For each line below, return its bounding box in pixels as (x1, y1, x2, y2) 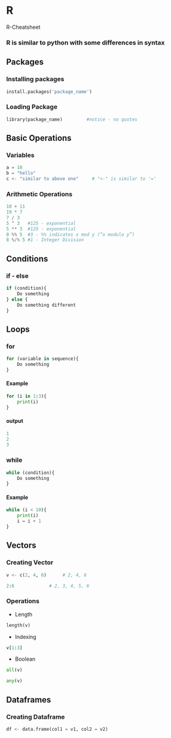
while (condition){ (6, 469, 55, 476)
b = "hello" (6, 170, 36, 176)
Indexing (14, 633, 37, 640)
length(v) (6, 622, 31, 628)
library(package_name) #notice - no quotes (6, 116, 138, 122)
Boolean (14, 655, 36, 663)
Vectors (6, 541, 36, 551)
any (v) (6, 678, 23, 684)
